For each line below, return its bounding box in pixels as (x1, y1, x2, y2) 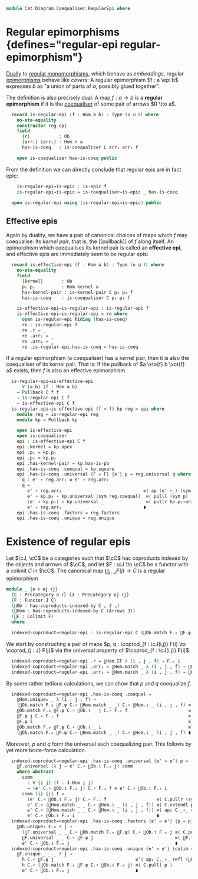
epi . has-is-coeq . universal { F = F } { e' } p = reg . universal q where (16, 471, 192, 477)
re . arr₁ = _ (21, 333, 54, 339)
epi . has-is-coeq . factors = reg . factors (16, 510, 120, 516)
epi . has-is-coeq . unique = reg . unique (16, 515, 115, 522)
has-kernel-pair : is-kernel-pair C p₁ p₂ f (21, 289, 133, 295)
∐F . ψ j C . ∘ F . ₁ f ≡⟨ (16, 713, 194, 719)
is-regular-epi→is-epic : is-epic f (16, 183, 107, 189)
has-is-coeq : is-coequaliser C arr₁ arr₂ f (21, 145, 138, 150)
